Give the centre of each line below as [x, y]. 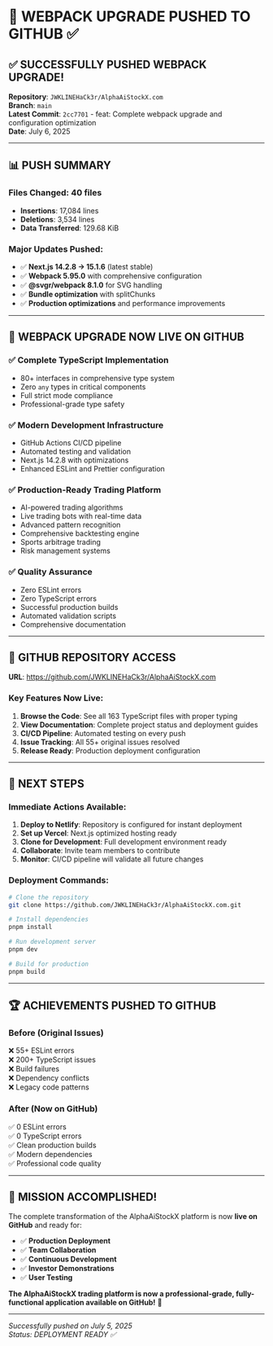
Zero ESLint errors [51, 590]
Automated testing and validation [76, 451]
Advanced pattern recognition [70, 525]
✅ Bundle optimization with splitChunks [88, 294]
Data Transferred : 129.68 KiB [69, 228]
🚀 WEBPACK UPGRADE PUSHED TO [130, 17]
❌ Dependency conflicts [49, 1078]
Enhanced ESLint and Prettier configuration [92, 468]
